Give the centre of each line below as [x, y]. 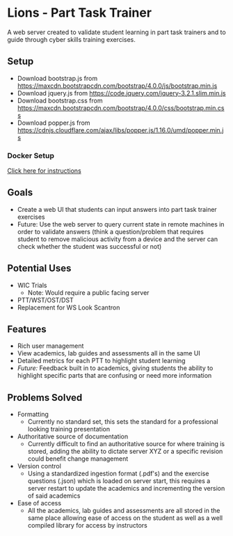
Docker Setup [31, 155]
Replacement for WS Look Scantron [69, 307]
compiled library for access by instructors [87, 526]
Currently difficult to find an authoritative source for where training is [126, 444]
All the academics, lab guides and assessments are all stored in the [124, 511]
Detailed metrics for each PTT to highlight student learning [101, 361]
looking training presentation [69, 429]
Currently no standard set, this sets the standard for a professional [123, 422]
